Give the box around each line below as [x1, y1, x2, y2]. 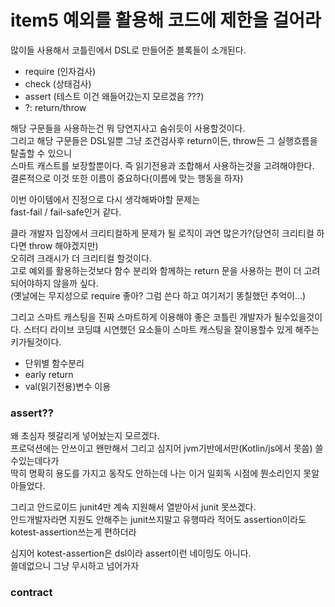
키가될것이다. [10, 336, 62, 348]
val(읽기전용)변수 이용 [24, 380, 112, 392]
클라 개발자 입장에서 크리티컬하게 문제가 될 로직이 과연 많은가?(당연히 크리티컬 [10, 227, 315, 239]
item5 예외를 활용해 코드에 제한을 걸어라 [10, 9, 322, 32]
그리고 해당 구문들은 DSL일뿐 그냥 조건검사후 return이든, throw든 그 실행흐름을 [10, 134, 318, 146]
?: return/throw [24, 101, 87, 113]
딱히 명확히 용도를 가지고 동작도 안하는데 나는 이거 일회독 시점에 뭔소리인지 [10, 467, 302, 480]
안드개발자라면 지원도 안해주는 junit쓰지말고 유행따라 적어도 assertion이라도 [10, 514, 307, 526]
